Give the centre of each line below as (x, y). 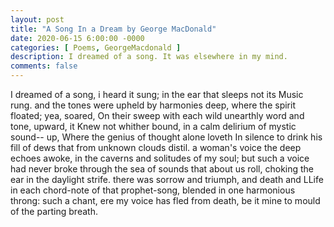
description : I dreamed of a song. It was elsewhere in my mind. (149, 57)
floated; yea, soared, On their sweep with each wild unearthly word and (157, 115)
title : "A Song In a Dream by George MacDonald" (113, 29)
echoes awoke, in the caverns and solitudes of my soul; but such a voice (160, 158)
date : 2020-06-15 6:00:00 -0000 (77, 38)
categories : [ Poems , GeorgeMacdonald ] (96, 47)
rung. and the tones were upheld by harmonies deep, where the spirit (153, 105)
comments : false (44, 66)
